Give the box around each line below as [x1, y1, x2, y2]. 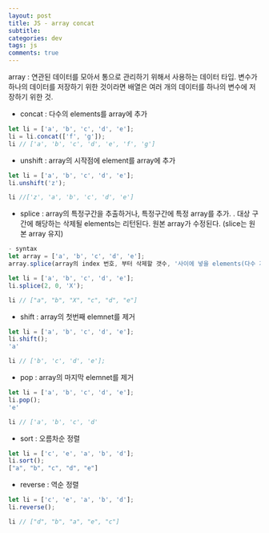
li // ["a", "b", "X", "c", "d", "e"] [8, 296, 138, 305]
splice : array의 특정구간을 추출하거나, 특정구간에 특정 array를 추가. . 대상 [19, 209, 251, 219]
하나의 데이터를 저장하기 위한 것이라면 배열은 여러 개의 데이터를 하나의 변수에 [8, 82, 248, 91]
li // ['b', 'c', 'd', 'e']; [8, 357, 106, 365]
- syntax [8, 245, 38, 253]
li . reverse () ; [8, 503, 56, 511]
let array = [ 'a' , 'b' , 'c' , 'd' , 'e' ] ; [8, 252, 146, 260]
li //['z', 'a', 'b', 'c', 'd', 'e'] [8, 193, 134, 201]
